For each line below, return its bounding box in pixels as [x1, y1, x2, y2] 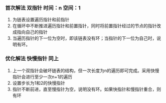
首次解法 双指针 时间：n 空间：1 [5, 4, 81, 11]
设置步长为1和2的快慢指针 [12, 80, 66, 86]
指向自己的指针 [16, 29, 48, 35]
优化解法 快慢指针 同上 [5, 55, 59, 62]
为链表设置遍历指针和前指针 [12, 16, 70, 23]
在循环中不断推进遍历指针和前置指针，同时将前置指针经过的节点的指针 [12, 23, 157, 29]
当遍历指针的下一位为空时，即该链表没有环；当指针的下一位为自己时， [12, 35, 157, 41]
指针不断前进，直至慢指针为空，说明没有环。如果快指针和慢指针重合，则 [12, 86, 161, 92]
